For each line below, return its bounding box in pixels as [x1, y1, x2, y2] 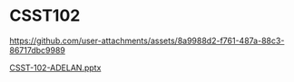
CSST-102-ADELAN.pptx [9, 62, 102, 73]
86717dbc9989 [9, 44, 66, 55]
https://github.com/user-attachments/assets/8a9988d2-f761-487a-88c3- [9, 35, 285, 46]
